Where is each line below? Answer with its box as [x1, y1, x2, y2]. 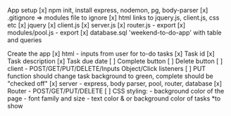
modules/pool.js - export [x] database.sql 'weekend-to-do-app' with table [7, 28, 222, 37]
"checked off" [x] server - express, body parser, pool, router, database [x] [7, 79, 223, 87]
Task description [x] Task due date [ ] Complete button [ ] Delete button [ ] [7, 57, 223, 65]
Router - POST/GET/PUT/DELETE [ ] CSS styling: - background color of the [7, 87, 225, 95]
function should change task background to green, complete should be [7, 72, 213, 80]
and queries [7, 36, 42, 44]
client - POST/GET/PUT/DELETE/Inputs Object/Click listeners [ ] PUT [7, 65, 206, 72]
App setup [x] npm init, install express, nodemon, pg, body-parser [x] [7, 6, 208, 14]
